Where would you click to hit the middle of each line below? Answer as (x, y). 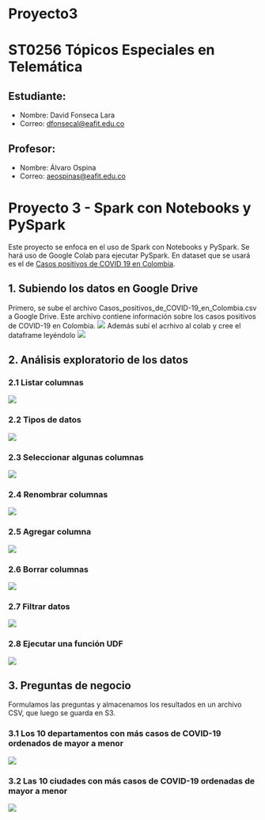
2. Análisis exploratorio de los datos (98, 360)
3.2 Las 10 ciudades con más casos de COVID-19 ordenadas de (132, 780)
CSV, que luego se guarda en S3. (62, 713)
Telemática (45, 67)
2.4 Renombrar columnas (58, 494)
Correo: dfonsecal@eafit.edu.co (72, 124)
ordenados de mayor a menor (66, 744)
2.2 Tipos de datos (45, 420)
